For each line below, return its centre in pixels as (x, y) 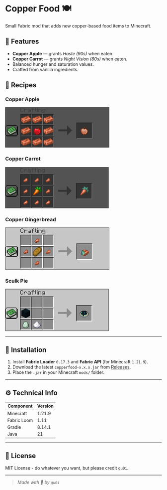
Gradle (14, 427)
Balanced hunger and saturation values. (53, 64)
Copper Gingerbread (31, 219)
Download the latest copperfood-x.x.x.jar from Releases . (72, 367)
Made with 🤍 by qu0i (39, 482)
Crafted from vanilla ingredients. (45, 69)
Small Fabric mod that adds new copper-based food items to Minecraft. (78, 26)
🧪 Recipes (21, 85)
